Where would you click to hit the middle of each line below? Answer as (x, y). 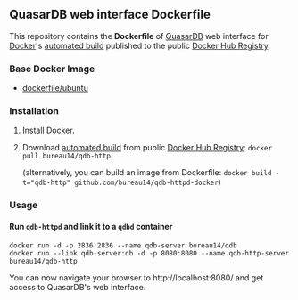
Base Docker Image (52, 69)
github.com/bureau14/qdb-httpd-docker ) (148, 182)
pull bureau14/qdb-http (66, 156)
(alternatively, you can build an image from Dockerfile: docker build (147, 173)
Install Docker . (48, 130)
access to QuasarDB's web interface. (78, 287)
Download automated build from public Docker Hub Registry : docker (147, 148)
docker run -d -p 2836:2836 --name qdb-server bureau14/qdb (124, 245)
